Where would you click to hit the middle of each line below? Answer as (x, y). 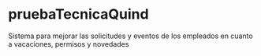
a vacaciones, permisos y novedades (69, 44)
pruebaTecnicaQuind (78, 14)
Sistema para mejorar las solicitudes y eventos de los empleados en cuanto (131, 36)
